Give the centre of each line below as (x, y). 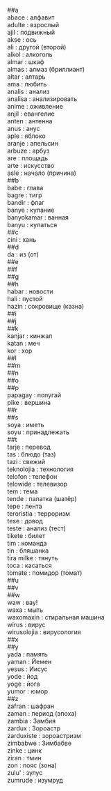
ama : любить (27, 84)
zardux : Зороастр (34, 728)
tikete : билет (26, 536)
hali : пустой (25, 299)
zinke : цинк (25, 751)
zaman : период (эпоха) (42, 713)
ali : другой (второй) (37, 47)
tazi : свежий (26, 462)
